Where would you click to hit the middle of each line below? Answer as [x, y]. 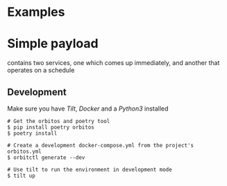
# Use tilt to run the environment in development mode [90, 169]
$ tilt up [22, 176]
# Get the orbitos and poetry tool [59, 121]
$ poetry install [32, 133]
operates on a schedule [41, 71]
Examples [36, 12]
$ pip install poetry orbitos [51, 127]
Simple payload [53, 44]
